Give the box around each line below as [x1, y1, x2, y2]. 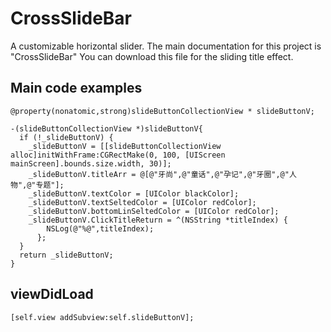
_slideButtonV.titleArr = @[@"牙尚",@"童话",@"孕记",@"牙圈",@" [28, 169, 290, 179]
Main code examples [10, 80, 143, 97]
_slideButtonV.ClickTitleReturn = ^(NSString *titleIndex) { [28, 215, 288, 225]
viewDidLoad [10, 286, 94, 303]
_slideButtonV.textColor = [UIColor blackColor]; [28, 188, 240, 199]
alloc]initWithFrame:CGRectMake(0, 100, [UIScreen [10, 150, 226, 160]
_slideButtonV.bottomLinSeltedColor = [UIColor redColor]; [28, 206, 280, 216]
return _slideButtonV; [19, 250, 114, 260]
